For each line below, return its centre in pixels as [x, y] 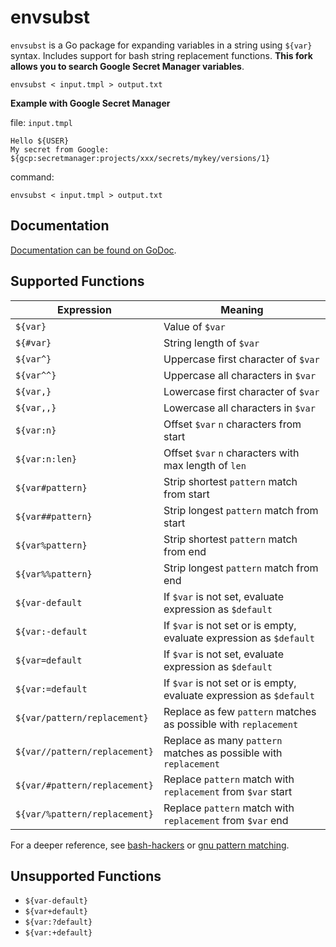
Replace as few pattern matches [240, 711]
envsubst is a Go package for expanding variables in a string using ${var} [161, 45]
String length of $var [211, 343]
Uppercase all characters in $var [240, 375]
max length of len [205, 465]
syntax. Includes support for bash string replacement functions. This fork [161, 55]
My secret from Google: [60, 149]
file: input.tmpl [41, 122]
